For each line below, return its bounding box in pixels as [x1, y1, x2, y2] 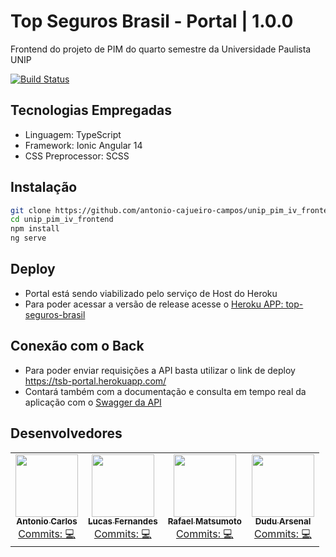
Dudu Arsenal [254, 516, 312, 527]
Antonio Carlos [16, 516, 78, 527]
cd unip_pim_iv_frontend [10, 215, 114, 225]
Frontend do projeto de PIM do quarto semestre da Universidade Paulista [10, 43, 312, 55]
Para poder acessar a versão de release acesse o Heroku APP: [24, 298, 284, 310]
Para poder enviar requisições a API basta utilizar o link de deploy [24, 364, 296, 376]
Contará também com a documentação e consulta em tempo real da [24, 385, 307, 397]
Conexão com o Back [10, 338, 145, 355]
